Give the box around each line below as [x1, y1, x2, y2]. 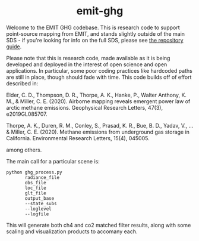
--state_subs [24, 200, 58, 206]
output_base [24, 195, 55, 201]
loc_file [24, 185, 46, 191]
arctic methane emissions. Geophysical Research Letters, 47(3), [6, 104, 163, 111]
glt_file [24, 190, 46, 196]
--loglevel [24, 206, 52, 212]
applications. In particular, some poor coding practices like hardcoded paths [6, 67, 193, 74]
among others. [6, 146, 42, 153]
